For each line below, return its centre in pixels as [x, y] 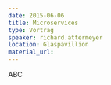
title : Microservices [43, 23]
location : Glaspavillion [48, 45]
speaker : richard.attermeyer [55, 37]
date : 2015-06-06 [36, 15]
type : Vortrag [31, 30]
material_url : [31, 52]
